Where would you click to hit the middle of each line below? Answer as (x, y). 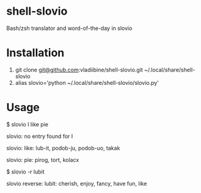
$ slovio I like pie (27, 124)
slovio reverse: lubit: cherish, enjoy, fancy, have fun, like (77, 183)
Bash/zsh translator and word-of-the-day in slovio (69, 28)
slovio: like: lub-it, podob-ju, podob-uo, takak (63, 148)
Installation (35, 53)
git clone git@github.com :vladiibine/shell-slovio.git (79, 70)
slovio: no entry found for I (40, 136)
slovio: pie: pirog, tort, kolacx (43, 159)
